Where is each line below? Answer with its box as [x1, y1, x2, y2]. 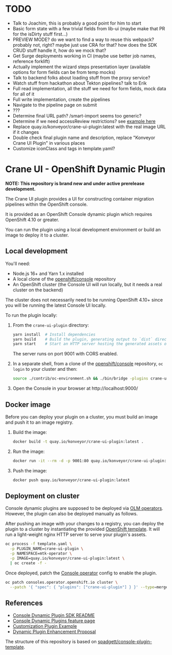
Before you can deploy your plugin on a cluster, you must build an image [5, 414, 158, 420]
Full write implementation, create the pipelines [12, 96, 110, 103]
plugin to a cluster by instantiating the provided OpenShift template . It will [5, 526, 160, 532]
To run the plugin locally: [5, 312, 57, 318]
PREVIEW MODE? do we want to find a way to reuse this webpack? [12, 36, 155, 43]
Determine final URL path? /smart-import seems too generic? [12, 112, 142, 118]
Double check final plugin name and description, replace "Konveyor [12, 134, 156, 141]
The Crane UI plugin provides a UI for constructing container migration [5, 195, 155, 202]
